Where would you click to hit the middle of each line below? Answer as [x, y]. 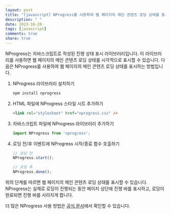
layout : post [19, 10]
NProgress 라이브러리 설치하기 [44, 83]
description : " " [24, 19]
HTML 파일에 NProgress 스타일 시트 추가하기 [58, 103]
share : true [18, 39]
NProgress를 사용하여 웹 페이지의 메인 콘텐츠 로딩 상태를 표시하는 [80, 66]
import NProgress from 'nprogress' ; [51, 133]
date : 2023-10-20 [24, 24]
